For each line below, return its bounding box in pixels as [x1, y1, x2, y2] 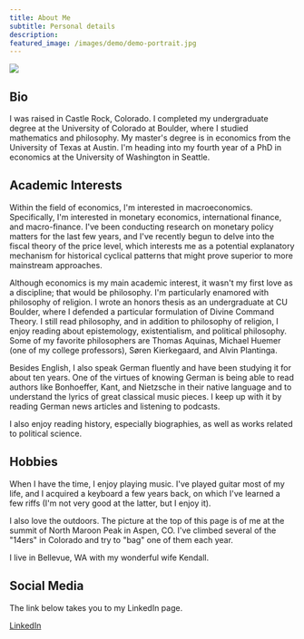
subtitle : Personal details [9, 22, 116, 31]
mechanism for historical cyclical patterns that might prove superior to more [9, 250, 293, 261]
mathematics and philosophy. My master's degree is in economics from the [9, 132, 291, 143]
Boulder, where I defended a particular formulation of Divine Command [9, 305, 275, 317]
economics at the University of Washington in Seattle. [9, 151, 211, 163]
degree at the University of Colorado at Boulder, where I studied [9, 123, 249, 134]
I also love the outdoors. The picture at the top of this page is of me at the [9, 515, 285, 526]
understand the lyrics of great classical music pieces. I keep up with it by [9, 391, 282, 402]
